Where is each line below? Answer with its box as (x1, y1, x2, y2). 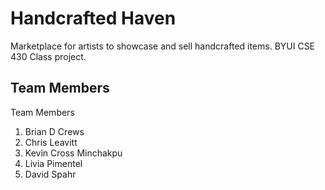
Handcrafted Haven (10, 7, 177, 30)
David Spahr (24, 168, 77, 180)
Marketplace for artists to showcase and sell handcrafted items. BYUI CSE (10, 40, 316, 52)
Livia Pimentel (24, 157, 83, 169)
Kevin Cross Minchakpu (24, 147, 123, 159)
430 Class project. (10, 50, 87, 62)
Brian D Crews (24, 125, 85, 137)
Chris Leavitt (24, 136, 78, 148)
